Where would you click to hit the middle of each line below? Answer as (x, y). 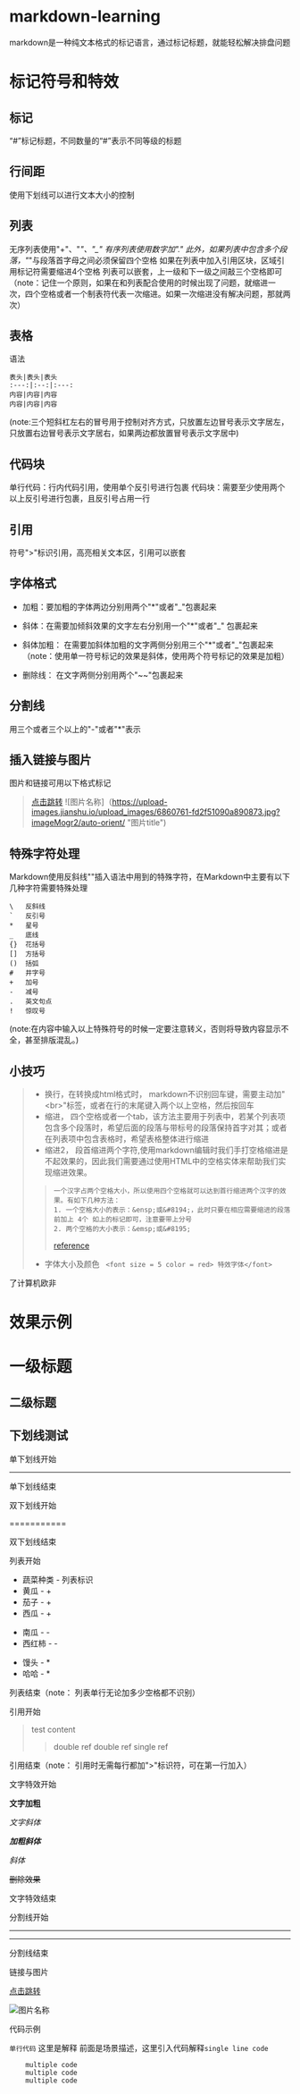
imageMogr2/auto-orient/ (78, 823)
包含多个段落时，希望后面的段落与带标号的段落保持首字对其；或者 (166, 1127)
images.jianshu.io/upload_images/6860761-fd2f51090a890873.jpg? (155, 812)
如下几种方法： (97, 1201)
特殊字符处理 (45, 853)
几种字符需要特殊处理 (48, 888)
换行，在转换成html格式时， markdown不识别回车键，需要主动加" (165, 1094)
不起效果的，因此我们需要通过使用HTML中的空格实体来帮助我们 (161, 1161)
